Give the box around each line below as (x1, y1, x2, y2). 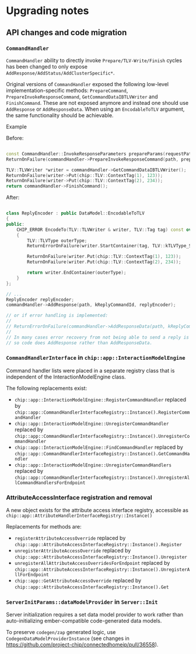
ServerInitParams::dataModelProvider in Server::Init (6, 598, 158, 606)
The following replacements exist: (6, 384, 87, 391)
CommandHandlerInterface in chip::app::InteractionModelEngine (6, 353, 185, 362)
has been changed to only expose (6, 63, 87, 70)
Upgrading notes (6, 4, 89, 18)
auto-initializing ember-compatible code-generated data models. (6, 617, 162, 625)
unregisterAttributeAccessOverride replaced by (14, 547, 131, 554)
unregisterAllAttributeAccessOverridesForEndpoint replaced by (14, 560, 170, 567)
